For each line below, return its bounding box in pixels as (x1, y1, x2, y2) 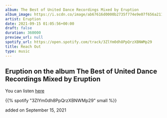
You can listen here (5, 88, 45, 94)
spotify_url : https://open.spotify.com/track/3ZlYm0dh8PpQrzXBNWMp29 (5, 40, 153, 45)
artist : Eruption (5, 16, 41, 21)
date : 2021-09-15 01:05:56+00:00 (5, 21, 75, 26)
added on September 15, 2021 (5, 107, 67, 113)
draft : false (5, 26, 32, 31)
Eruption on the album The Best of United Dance (5, 67, 158, 75)
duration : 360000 (5, 30, 41, 35)
